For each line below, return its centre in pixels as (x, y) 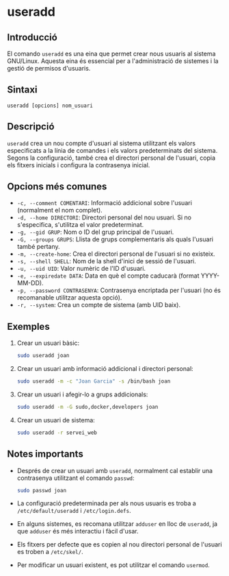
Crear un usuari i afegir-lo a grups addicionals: (82, 394)
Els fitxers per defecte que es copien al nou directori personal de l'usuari (119, 544)
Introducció (32, 37)
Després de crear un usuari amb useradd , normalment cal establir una (115, 470)
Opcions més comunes (57, 187)
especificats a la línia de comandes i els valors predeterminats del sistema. (112, 150)
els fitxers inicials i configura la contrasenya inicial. (79, 165)
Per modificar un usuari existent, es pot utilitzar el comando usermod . (113, 565)
